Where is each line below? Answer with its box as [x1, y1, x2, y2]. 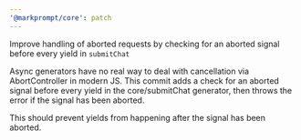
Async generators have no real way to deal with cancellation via [9, 65, 249, 76]
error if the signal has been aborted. [9, 95, 145, 105]
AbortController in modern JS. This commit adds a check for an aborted [9, 75, 280, 86]
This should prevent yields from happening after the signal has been [9, 112, 266, 123]
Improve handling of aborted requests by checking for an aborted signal [9, 38, 280, 49]
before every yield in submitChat [9, 47, 130, 59]
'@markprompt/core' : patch [9, 13, 112, 23]
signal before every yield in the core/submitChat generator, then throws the [9, 85, 293, 95]
